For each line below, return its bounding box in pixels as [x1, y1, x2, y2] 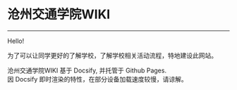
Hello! [7, 37, 25, 45]
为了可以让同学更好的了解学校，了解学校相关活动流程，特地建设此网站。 [7, 51, 217, 60]
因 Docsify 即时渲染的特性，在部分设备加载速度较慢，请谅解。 [7, 75, 188, 83]
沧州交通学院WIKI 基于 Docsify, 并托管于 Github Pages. [7, 66, 167, 75]
